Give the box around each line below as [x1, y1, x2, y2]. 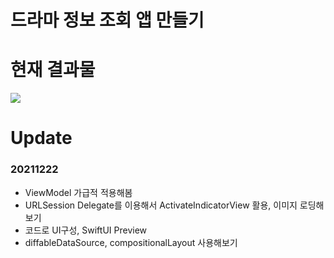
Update [10, 127, 73, 150]
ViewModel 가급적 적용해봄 [24, 186, 133, 198]
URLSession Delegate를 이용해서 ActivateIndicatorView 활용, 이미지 [24, 199, 298, 211]
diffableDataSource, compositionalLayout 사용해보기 [24, 236, 238, 248]
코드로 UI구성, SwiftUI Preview [24, 224, 148, 236]
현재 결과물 [10, 59, 96, 81]
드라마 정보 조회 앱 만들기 [10, 9, 205, 32]
